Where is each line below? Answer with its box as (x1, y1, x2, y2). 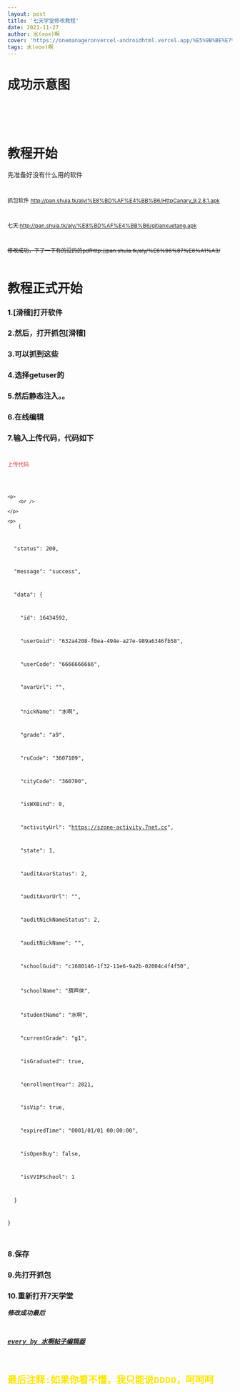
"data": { (14, 591, 43, 599)
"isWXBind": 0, (20, 801, 66, 808)
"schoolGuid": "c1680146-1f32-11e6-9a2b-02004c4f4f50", (20, 963, 191, 970)
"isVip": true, (20, 1104, 66, 1111)
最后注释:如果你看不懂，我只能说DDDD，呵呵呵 (7, 1375, 214, 1386)
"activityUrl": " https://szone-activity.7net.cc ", (20, 824, 174, 831)
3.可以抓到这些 (7, 349, 59, 359)
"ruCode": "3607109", (20, 755, 84, 762)
